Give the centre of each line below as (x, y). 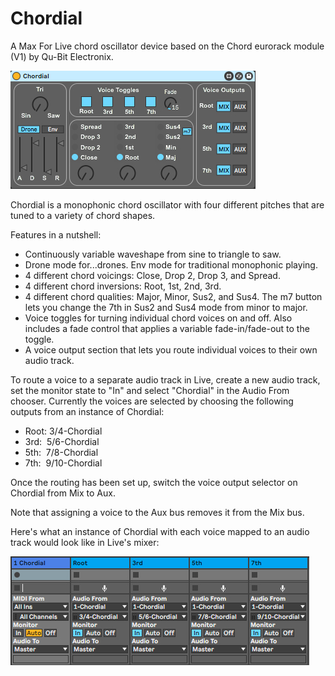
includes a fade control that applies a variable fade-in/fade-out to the (167, 328)
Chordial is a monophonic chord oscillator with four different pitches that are (167, 204)
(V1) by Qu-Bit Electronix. (62, 56)
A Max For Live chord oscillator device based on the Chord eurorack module (167, 46)
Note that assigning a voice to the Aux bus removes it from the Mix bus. (157, 512)
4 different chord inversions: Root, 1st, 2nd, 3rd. (123, 286)
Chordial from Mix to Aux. (63, 493)
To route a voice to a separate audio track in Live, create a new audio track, (165, 379)
